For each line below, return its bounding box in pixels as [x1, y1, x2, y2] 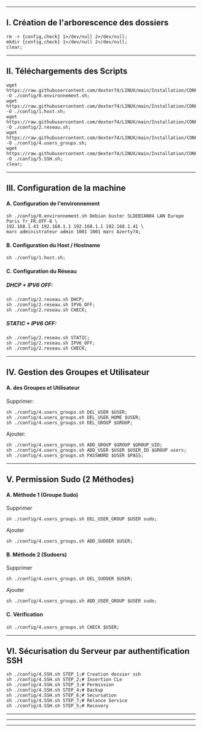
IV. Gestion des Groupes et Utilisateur [6, 368, 150, 378]
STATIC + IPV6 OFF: [6, 319, 57, 327]
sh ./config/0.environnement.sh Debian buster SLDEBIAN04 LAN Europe [6, 213, 185, 220]
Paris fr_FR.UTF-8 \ [6, 218, 58, 224]
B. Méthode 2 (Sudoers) [6, 551, 67, 558]
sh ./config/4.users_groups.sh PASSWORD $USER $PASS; [6, 452, 144, 458]
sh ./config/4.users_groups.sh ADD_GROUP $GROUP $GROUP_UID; [6, 441, 163, 448]
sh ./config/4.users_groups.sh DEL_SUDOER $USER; [6, 576, 133, 582]
